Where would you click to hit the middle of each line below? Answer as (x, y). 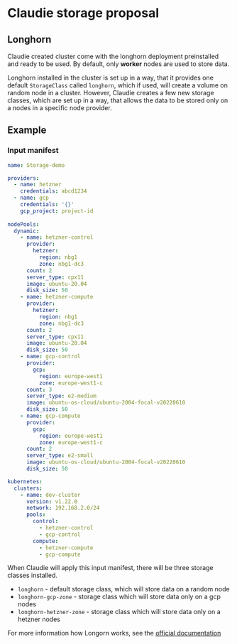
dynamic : (27, 231)
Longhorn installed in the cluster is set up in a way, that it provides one (111, 77)
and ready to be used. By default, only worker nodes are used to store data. (118, 64)
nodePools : (23, 224)
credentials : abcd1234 (54, 191)
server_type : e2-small (60, 456)
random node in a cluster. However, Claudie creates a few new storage (111, 93)
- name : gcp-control (50, 357)
